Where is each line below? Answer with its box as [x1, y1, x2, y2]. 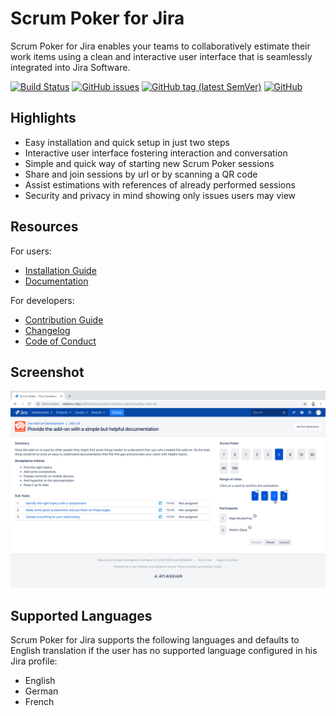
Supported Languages [10, 607, 153, 624]
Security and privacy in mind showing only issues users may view [24, 189, 297, 201]
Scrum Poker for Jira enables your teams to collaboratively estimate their [10, 40, 311, 52]
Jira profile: [10, 655, 58, 667]
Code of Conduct [24, 335, 97, 347]
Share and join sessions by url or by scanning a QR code [24, 168, 258, 180]
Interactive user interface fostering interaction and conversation [24, 147, 288, 159]
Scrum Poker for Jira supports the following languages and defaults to [10, 634, 300, 646]
